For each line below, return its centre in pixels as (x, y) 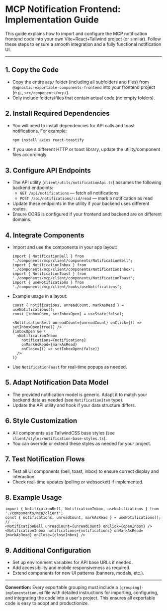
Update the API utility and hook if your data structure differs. (74, 405)
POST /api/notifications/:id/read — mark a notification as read (86, 199)
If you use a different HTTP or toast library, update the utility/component (86, 149)
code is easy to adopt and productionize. (47, 603)
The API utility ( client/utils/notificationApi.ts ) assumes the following (87, 183)
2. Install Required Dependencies (58, 113)
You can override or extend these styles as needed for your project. (82, 443)
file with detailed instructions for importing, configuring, (101, 593)
